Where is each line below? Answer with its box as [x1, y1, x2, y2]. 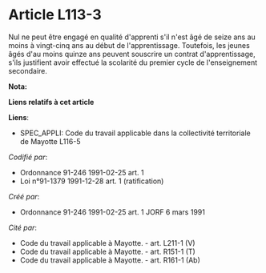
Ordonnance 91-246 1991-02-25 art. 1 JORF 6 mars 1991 [19, 207, 206, 217]
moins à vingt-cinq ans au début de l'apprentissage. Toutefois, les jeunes [8, 40, 250, 50]
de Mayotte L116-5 [19, 136, 81, 146]
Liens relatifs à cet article [8, 97, 95, 106]
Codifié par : [8, 152, 48, 162]
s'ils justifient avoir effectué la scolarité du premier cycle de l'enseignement [8, 58, 258, 67]
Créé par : [8, 191, 40, 201]
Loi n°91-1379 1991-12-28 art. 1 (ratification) [19, 176, 164, 186]
